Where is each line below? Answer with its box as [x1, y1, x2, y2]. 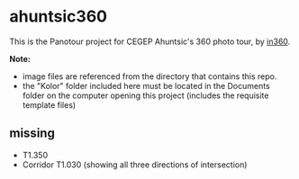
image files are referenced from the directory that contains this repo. [22, 70, 277, 82]
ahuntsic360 [9, 6, 108, 27]
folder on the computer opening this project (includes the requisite [22, 90, 269, 101]
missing [9, 126, 56, 141]
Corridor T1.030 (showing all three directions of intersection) [22, 159, 248, 170]
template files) [22, 99, 77, 110]
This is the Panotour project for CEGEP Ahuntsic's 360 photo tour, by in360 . [9, 36, 291, 47]
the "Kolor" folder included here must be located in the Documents [22, 80, 270, 91]
